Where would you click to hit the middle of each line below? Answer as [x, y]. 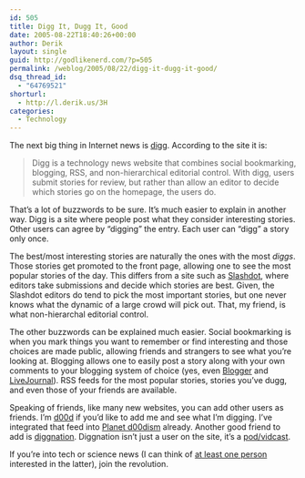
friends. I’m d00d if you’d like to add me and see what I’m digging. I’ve [141, 417]
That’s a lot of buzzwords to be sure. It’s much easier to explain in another [148, 209]
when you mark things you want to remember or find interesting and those [149, 341]
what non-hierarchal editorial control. [79, 314]
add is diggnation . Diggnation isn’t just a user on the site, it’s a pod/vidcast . [150, 437]
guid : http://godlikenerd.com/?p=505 [81, 60]
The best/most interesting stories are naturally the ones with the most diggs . [152, 257]
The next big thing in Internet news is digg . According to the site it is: [138, 146]
